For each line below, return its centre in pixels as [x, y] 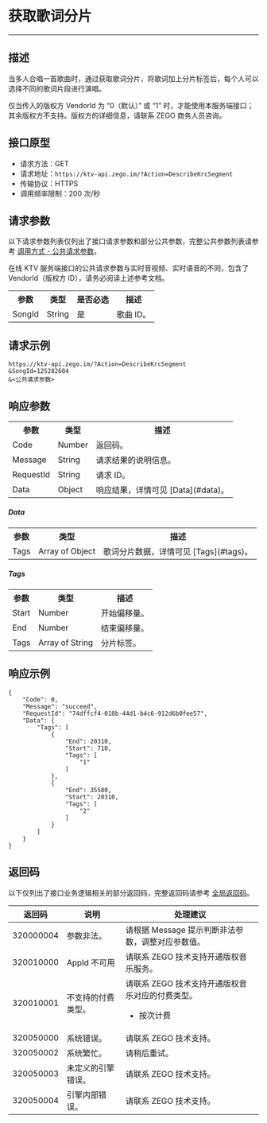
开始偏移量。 [125, 613]
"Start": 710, [88, 748]
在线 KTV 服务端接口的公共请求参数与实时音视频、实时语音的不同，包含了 [128, 268]
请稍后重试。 [149, 1053]
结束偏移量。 [125, 628]
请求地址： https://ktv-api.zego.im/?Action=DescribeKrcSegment [126, 173]
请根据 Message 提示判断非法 [180, 930]
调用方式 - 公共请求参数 [56, 251]
